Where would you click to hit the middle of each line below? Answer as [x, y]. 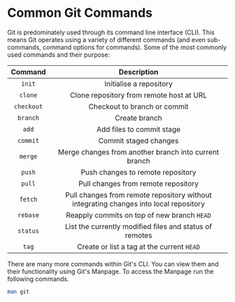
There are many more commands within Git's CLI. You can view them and [113, 263]
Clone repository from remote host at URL [138, 95]
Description [138, 71]
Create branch [138, 118]
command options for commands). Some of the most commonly [135, 47]
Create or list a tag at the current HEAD [138, 247]
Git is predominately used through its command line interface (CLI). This [111, 32]
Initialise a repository [138, 83]
